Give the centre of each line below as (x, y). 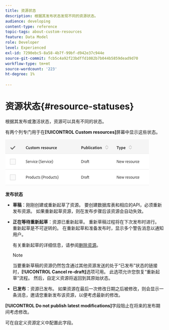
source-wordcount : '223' (31, 69)
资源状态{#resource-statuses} (70, 107)
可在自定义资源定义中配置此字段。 (40, 322)
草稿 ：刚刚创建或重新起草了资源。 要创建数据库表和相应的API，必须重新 (87, 205)
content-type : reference (31, 27)
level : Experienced (26, 48)
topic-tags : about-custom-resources (44, 32)
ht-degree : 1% (20, 74)
